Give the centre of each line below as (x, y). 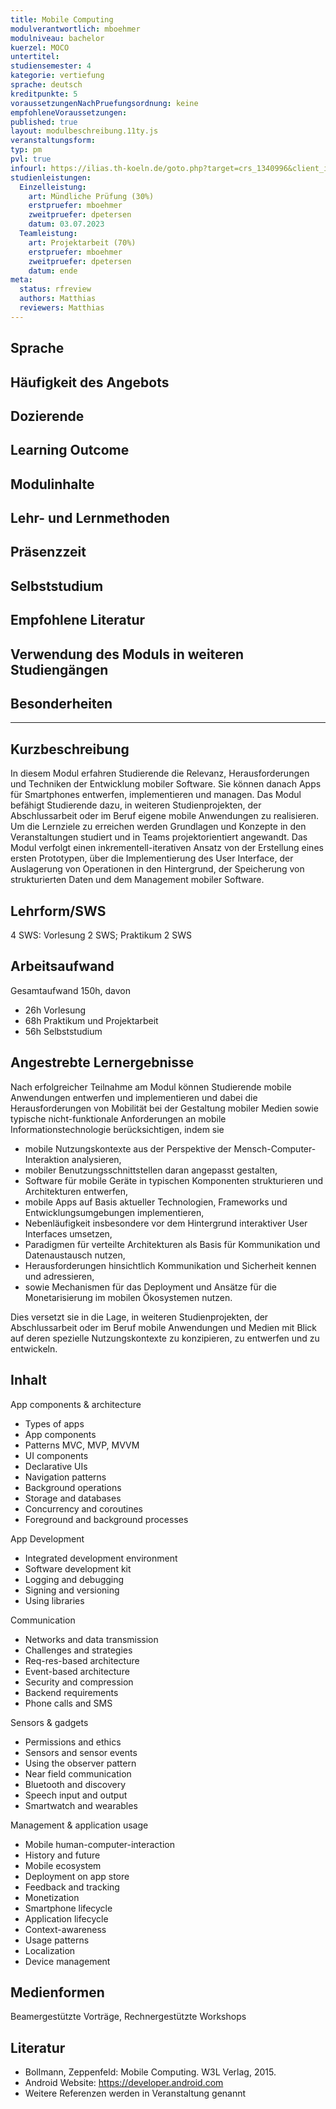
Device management (67, 1961)
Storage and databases (73, 1498)
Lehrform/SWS (58, 911)
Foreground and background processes (106, 1519)
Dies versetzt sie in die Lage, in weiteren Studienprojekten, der (139, 1317)
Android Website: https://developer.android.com (124, 2083)
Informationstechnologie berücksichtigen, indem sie (117, 1129)
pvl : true (31, 159)
